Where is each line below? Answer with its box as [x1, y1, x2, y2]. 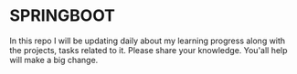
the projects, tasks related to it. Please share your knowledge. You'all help [9, 44, 288, 55]
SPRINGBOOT [9, 5, 116, 26]
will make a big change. [9, 54, 99, 65]
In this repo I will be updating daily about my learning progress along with [9, 35, 286, 46]
